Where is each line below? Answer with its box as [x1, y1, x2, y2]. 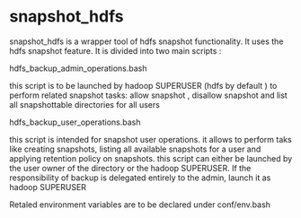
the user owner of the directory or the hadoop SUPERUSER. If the [9, 162, 252, 173]
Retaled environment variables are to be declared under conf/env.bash [9, 199, 271, 210]
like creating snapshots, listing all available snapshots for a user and [9, 144, 261, 154]
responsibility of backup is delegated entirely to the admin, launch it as [9, 172, 271, 183]
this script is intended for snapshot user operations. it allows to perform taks [9, 134, 292, 144]
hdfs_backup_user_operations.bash [9, 117, 141, 127]
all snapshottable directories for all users [9, 99, 160, 109]
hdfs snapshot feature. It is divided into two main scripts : [9, 45, 222, 56]
